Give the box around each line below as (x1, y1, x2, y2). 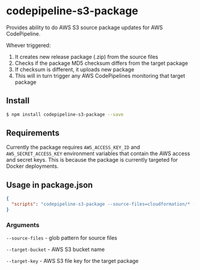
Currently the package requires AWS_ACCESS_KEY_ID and (6, 144, 140, 151)
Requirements (6, 128, 60, 138)
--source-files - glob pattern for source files (6, 234, 117, 241)
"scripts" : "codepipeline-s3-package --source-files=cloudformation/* (11, 201, 190, 208)
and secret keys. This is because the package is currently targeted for (6, 156, 179, 164)
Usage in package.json (6, 180, 93, 190)
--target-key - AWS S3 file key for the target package (6, 258, 139, 265)
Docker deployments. (6, 162, 59, 170)
